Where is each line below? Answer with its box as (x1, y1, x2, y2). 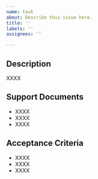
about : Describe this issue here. (6, 14, 93, 20)
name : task (6, 8, 34, 15)
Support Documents (6, 92, 84, 102)
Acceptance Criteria (6, 138, 84, 148)
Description (6, 58, 51, 69)
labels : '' (6, 25, 34, 32)
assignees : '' (6, 31, 42, 37)
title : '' (6, 20, 31, 26)
